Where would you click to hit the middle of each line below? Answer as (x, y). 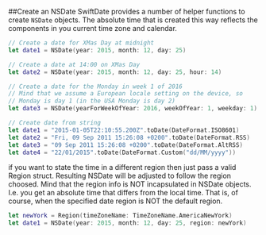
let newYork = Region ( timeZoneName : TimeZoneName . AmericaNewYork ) (120, 216)
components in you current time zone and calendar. (93, 28)
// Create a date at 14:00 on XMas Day (74, 64)
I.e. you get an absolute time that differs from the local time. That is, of (123, 193)
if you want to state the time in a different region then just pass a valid (122, 168)
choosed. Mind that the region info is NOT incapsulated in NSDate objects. (130, 184)
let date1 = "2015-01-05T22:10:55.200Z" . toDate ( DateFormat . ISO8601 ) (124, 130)
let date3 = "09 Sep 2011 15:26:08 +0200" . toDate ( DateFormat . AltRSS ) (126, 145)
